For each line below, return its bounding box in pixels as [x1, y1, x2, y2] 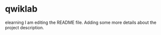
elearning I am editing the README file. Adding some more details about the [5, 19, 157, 25]
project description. [5, 24, 44, 30]
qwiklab [5, 3, 38, 15]
